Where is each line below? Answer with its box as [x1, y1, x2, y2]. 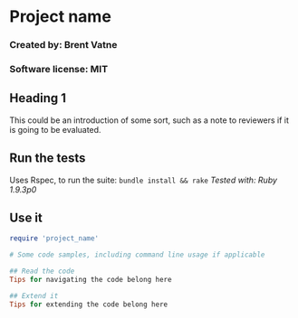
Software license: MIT [9, 63, 109, 76]
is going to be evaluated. [9, 124, 101, 135]
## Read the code [9, 267, 75, 276]
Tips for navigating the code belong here [9, 276, 172, 285]
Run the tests [9, 151, 86, 166]
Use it [9, 210, 43, 226]
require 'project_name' [9, 234, 100, 243]
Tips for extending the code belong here [9, 300, 168, 309]
